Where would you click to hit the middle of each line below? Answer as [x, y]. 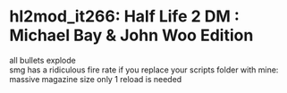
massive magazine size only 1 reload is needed [96, 79]
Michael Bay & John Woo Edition [131, 35]
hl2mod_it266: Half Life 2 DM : [124, 17]
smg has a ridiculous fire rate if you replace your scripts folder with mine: [144, 70]
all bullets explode [42, 60]
